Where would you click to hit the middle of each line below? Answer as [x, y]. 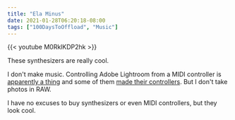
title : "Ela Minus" [36, 14]
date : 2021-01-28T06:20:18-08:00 [56, 20]
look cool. [22, 111]
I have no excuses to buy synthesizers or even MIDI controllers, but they [112, 103]
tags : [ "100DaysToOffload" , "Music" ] [63, 27]
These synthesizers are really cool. [58, 61]
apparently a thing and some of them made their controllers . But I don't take [117, 82]
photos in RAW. [29, 90]
